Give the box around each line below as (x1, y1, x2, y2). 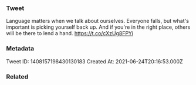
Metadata (6, 45, 34, 53)
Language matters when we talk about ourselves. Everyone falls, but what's (6, 18, 190, 25)
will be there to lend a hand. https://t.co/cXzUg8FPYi (6, 30, 134, 37)
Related (6, 72, 29, 80)
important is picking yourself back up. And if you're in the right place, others (6, 23, 191, 30)
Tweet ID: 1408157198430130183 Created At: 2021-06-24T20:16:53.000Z (6, 57, 183, 65)
